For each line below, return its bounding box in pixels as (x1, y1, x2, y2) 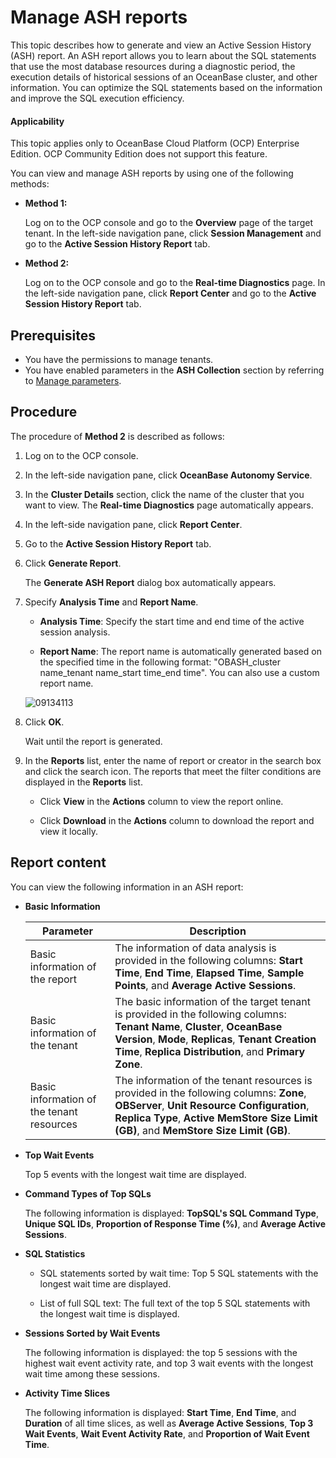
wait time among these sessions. (24, 1367, 160, 1380)
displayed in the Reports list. (24, 776, 143, 788)
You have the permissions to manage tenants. (24, 353, 214, 365)
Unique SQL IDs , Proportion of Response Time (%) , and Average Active (24, 1217, 327, 1230)
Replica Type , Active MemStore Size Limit (114, 1111, 318, 1125)
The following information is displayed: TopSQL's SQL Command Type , (24, 1207, 319, 1219)
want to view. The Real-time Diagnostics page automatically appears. (24, 499, 314, 511)
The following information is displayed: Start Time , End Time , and (24, 1406, 297, 1418)
